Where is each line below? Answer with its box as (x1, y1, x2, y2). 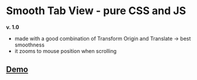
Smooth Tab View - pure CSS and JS (6, 4, 186, 18)
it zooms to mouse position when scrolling (14, 47, 117, 54)
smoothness (14, 41, 45, 48)
